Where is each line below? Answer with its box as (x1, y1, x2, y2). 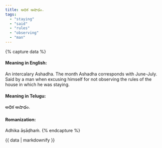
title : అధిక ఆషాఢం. (5, 7, 44, 12)
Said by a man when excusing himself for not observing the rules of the (5, 76, 152, 82)
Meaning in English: (5, 60, 47, 66)
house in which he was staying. (5, 81, 70, 87)
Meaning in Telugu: (5, 93, 46, 99)
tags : (5, 12, 16, 17)
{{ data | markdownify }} (5, 137, 55, 143)
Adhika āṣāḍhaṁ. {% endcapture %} (5, 128, 81, 134)
